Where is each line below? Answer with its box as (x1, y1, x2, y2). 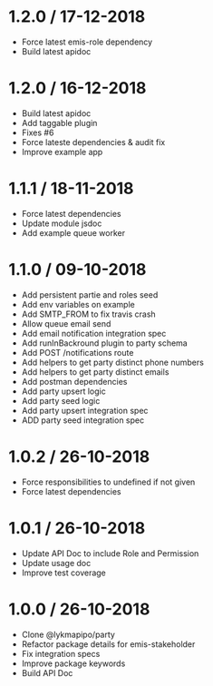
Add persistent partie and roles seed (21, 289, 159, 300)
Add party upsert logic (21, 386, 106, 397)
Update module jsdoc (21, 218, 102, 229)
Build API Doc (21, 667, 73, 678)
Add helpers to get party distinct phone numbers (21, 357, 205, 367)
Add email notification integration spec (21, 328, 167, 338)
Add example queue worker (21, 227, 126, 238)
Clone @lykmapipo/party (21, 629, 115, 640)
